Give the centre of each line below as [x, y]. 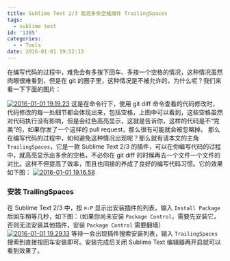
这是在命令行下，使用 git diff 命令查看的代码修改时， [145, 103]
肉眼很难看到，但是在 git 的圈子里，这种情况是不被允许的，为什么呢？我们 [111, 80]
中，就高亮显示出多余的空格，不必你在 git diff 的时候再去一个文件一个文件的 [114, 155]
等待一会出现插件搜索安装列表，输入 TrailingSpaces [144, 234]
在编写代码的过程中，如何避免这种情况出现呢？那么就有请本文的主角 [103, 138]
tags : [15, 20]
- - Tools [27, 45]
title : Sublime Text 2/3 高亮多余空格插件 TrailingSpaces [87, 13]
